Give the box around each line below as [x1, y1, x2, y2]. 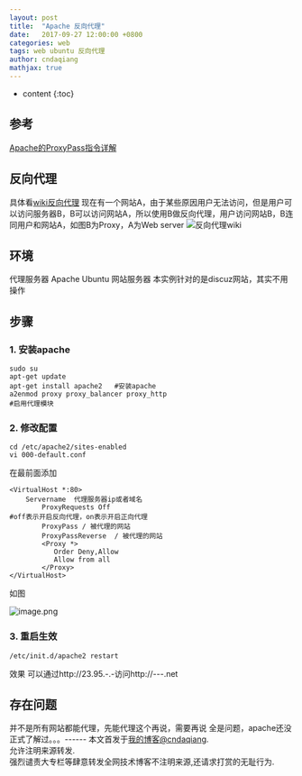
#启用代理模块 [9, 399, 54, 408]
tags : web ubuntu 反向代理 [9, 47, 105, 56]
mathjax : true [9, 64, 63, 73]
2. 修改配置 [9, 421, 58, 434]
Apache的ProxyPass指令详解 [9, 142, 117, 153]
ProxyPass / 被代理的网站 [41, 522, 131, 532]
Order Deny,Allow [53, 547, 119, 557]
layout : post [9, 13, 59, 23]
